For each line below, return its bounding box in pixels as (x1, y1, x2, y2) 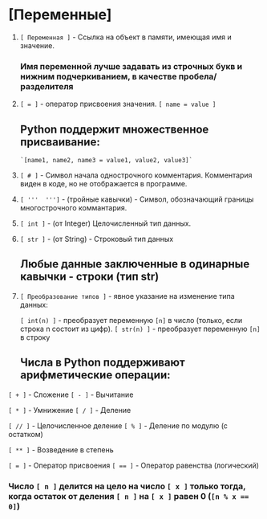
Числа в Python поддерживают (19, 356, 186, 370)
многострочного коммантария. (19, 203, 127, 213)
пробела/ (178, 71, 217, 82)
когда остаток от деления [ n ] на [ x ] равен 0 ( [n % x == (8, 490, 249, 501)
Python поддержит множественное (19, 122, 209, 136)
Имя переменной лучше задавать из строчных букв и (19, 60, 243, 72)
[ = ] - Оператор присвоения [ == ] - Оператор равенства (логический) (8, 460, 259, 470)
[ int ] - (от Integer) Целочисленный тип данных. (19, 219, 192, 228)
